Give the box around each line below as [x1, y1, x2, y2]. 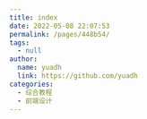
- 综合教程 [17, 88, 53, 97]
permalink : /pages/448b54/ [9, 30, 110, 38]
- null [17, 47, 42, 55]
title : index [9, 13, 58, 22]
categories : [9, 80, 54, 89]
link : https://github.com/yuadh [17, 72, 139, 81]
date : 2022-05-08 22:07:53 [9, 21, 110, 30]
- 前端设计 [17, 96, 53, 106]
